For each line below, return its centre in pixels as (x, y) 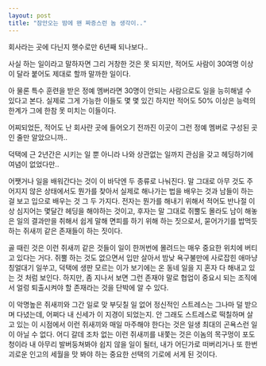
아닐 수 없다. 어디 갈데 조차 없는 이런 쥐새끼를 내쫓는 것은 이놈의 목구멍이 (128, 334)
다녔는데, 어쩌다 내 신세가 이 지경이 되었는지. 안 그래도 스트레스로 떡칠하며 (131, 314)
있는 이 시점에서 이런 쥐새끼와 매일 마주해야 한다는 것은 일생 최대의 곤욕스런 (133, 324)
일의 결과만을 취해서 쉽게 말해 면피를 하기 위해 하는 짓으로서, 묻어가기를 (126, 220)
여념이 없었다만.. (34, 164)
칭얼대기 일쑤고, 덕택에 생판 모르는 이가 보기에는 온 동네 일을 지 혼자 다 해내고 (128, 267)
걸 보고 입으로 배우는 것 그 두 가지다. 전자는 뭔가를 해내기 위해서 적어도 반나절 (128, 201)
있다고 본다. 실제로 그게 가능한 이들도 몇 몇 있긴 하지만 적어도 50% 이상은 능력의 (132, 100)
